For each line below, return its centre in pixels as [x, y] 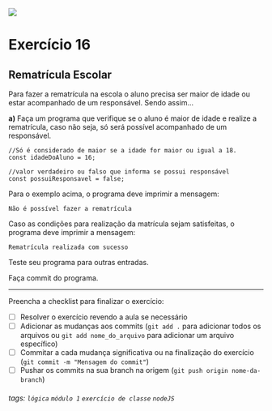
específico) [39, 344]
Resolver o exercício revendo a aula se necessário [104, 317]
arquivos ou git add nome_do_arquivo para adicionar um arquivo [127, 336]
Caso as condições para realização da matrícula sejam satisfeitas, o [121, 224]
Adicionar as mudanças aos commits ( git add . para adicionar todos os [140, 326]
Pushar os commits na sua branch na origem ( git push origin [124, 370]
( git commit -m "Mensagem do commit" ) [85, 362]
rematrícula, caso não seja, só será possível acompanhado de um [118, 127]
